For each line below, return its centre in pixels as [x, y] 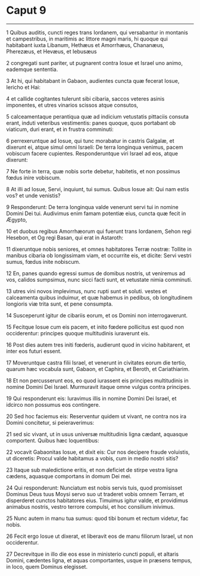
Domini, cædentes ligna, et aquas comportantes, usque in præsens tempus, [99, 560]
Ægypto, [17, 219]
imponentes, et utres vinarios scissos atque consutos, [72, 105]
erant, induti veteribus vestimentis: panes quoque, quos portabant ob [91, 123]
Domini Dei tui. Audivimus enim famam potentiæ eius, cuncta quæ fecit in [96, 213]
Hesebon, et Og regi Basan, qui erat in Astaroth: [65, 237]
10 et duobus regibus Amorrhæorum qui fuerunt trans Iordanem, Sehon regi [99, 231]
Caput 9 [26, 10]
